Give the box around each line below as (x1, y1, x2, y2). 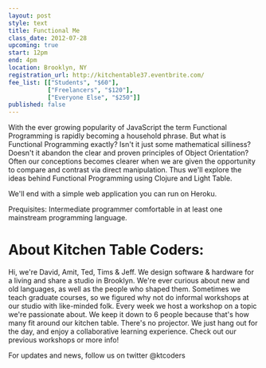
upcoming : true (8, 42, 59, 49)
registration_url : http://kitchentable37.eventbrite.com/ (8, 71, 205, 79)
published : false (8, 101, 66, 109)
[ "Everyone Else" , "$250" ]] (47, 93, 141, 101)
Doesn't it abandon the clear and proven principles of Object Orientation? (8, 148, 249, 158)
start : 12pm (8, 49, 48, 57)
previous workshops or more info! (8, 335, 119, 345)
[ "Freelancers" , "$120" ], (47, 85, 134, 94)
